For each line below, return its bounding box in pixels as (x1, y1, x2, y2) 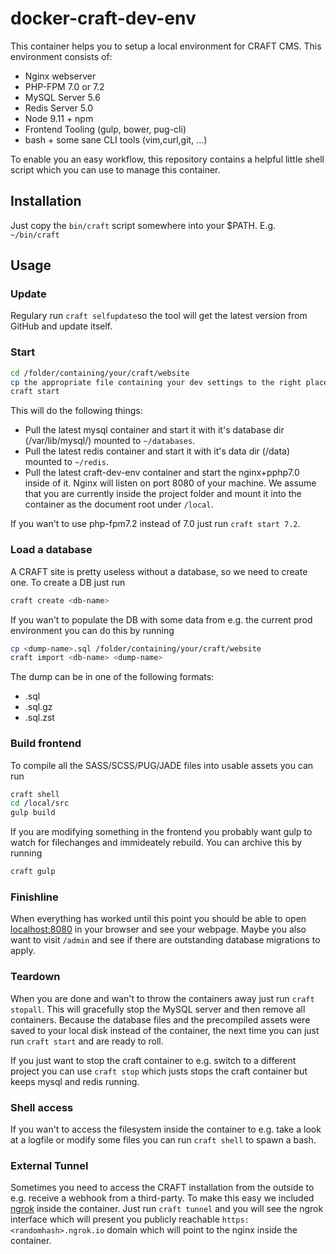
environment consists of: (10, 50, 113, 62)
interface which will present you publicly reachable (10, 1213, 220, 1226)
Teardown (10, 970, 61, 984)
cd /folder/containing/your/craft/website (10, 368, 190, 378)
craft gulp (10, 867, 56, 877)
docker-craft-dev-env (10, 7, 197, 30)
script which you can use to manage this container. (10, 163, 221, 176)
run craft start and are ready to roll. (10, 1035, 164, 1047)
